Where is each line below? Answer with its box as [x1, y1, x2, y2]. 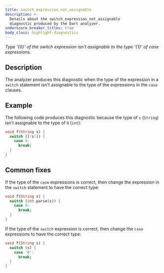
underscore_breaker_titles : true [5, 26, 74, 31]
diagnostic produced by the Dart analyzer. [9, 21, 100, 26]
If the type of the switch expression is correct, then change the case [5, 226, 143, 231]
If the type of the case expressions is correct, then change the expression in [5, 179, 160, 185]
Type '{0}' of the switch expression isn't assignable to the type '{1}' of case [5, 44, 159, 49]
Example [5, 101, 33, 110]
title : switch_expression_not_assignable [5, 7, 92, 12]
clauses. [5, 87, 22, 93]
